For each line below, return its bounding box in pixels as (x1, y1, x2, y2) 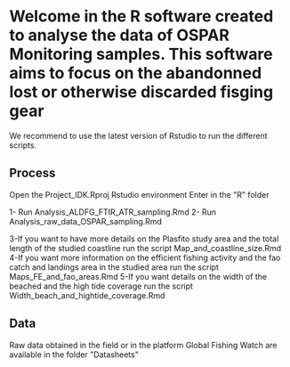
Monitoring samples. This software (9, 45, 273, 64)
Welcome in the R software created (9, 6, 274, 27)
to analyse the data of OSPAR (9, 25, 230, 45)
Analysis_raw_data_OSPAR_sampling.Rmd (9, 216, 163, 226)
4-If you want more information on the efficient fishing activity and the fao (9, 252, 281, 263)
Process (9, 166, 56, 181)
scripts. (9, 140, 37, 151)
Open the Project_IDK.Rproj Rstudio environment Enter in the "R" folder (9, 189, 270, 200)
